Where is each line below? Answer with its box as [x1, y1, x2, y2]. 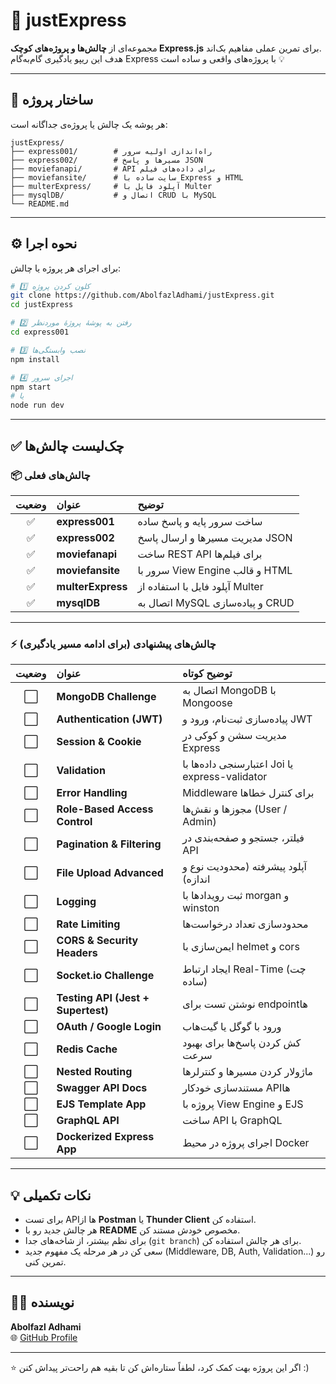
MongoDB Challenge [56, 690, 157, 704]
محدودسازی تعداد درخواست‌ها [182, 917, 309, 931]
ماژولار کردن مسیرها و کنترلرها [182, 1065, 314, 1079]
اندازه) [182, 872, 211, 886]
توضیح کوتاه [182, 667, 233, 681]
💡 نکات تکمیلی [10, 1187, 92, 1204]
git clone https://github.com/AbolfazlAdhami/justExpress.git [10, 290, 275, 301]
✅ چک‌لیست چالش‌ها [10, 437, 125, 454]
